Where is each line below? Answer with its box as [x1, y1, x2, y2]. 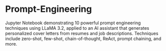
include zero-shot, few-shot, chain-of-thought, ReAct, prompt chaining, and [5, 36, 161, 42]
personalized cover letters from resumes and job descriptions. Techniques [5, 30, 158, 36]
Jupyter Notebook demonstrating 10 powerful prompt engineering [5, 20, 141, 26]
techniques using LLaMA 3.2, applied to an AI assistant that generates [5, 25, 149, 31]
